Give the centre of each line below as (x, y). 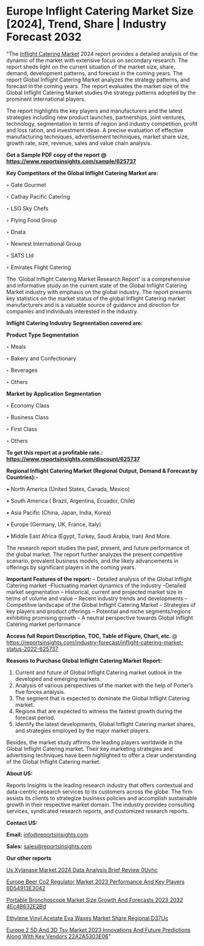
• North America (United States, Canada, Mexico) (68, 489)
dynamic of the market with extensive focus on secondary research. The (97, 60)
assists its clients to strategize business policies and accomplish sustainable (102, 798)
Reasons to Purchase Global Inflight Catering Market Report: (84, 660)
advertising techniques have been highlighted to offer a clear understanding (101, 755)
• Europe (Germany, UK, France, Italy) (54, 524)
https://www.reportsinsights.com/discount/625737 (73, 459)
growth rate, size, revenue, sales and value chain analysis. (79, 143)
